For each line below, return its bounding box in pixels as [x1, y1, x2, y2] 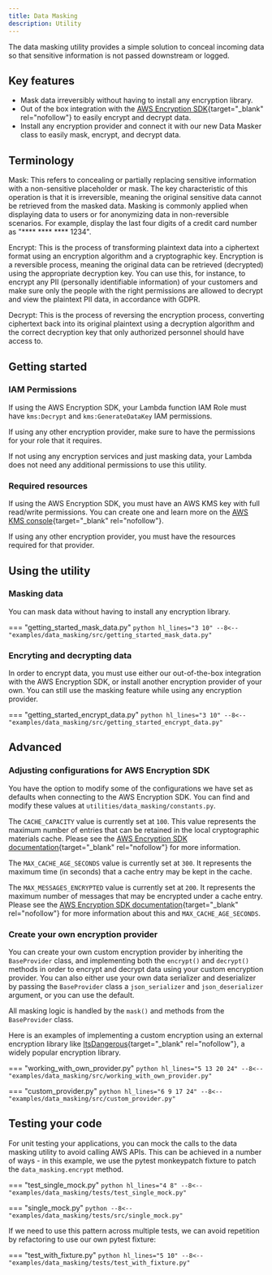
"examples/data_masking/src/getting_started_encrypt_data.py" [8, 718, 223, 727]
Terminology [8, 154, 75, 167]
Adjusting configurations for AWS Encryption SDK [8, 765, 210, 776]
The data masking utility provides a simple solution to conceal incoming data [8, 41, 265, 51]
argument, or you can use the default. [8, 991, 135, 1000]
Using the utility [8, 564, 91, 578]
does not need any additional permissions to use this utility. [8, 460, 207, 470]
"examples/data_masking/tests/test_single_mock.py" [8, 1188, 187, 1197]
